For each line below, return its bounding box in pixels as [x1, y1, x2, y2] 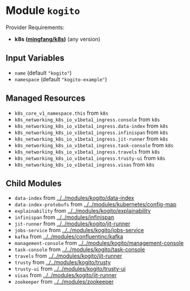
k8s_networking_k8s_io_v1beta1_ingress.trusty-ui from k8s [14, 154, 166, 161]
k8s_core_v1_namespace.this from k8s [14, 109, 109, 116]
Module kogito [5, 4, 80, 18]
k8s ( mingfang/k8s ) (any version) [14, 35, 101, 42]
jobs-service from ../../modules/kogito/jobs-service [14, 227, 144, 234]
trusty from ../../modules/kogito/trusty [14, 259, 111, 266]
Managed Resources [5, 93, 86, 104]
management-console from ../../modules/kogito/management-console [14, 239, 184, 247]
